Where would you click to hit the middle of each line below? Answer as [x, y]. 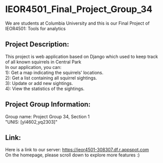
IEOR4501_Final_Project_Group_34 [79, 9]
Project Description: [37, 45]
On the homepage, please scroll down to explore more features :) [72, 155]
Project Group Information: [48, 104]
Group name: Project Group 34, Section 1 [47, 116]
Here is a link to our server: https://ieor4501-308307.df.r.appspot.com [77, 150]
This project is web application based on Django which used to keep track [81, 56]
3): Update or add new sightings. [39, 83]
